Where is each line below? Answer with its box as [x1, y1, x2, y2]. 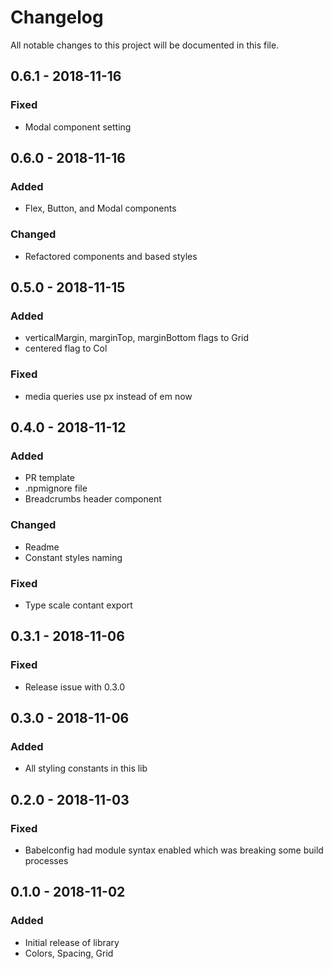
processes [24, 854, 69, 866]
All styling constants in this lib [24, 762, 148, 775]
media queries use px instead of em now [24, 390, 193, 402]
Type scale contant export [24, 599, 133, 611]
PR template [24, 472, 75, 484]
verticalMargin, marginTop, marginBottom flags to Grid [24, 332, 250, 344]
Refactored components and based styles [24, 250, 198, 262]
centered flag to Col [24, 342, 108, 355]
